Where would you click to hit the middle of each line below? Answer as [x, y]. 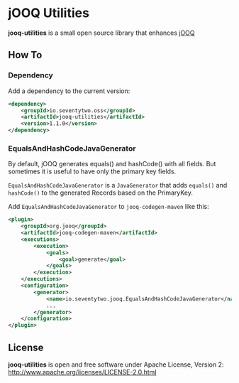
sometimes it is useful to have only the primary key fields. [92, 171]
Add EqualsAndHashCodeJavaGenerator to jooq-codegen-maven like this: [109, 207]
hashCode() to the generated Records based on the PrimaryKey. [101, 193]
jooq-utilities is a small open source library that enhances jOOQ [101, 33]
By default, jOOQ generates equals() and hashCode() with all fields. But [112, 164]
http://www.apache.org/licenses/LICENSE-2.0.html [82, 372]
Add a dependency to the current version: [69, 91]
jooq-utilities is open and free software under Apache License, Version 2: [116, 365]
